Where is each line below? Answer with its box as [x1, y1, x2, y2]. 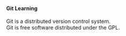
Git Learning [6, 5, 38, 12]
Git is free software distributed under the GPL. [6, 24, 120, 31]
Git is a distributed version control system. [6, 18, 111, 25]
